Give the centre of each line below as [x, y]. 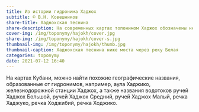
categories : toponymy [33, 55]
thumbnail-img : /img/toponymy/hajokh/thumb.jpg [66, 45]
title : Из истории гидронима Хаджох [51, 11]
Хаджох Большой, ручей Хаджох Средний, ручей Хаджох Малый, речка [97, 96]
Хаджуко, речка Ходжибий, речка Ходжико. [62, 103]
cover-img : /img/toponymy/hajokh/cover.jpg [61, 34]
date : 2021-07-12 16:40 [36, 61]
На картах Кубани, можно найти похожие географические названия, [93, 78]
